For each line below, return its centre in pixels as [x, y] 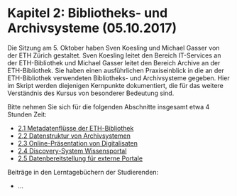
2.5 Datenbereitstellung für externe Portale [80, 158]
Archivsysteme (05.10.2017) [92, 28]
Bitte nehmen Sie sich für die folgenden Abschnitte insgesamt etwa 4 [109, 107]
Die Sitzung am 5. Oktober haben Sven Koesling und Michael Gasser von [114, 48]
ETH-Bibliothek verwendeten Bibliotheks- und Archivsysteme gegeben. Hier [118, 78]
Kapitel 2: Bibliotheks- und [88, 13]
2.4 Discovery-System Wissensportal [72, 151]
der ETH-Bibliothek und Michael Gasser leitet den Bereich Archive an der [114, 62]
